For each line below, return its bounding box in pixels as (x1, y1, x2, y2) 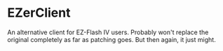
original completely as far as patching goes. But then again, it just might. (7, 35, 216, 43)
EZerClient (7, 5, 71, 21)
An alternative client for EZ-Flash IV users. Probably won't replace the (7, 28, 209, 36)
